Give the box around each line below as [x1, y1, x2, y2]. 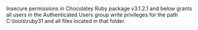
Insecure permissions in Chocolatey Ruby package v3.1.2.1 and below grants [6, 5, 193, 12]
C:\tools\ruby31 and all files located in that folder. [6, 18, 126, 24]
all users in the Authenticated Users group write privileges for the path [6, 11, 178, 18]
